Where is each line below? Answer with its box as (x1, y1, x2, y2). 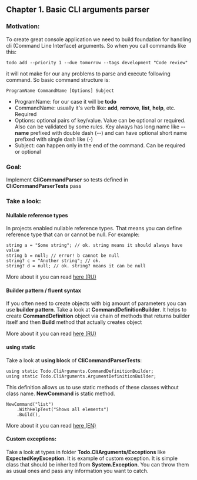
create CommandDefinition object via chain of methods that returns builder (6, 312, 190, 320)
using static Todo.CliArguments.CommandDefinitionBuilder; (6, 368, 154, 374)
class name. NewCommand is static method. (6, 390, 116, 397)
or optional (14, 148, 41, 155)
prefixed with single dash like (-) (14, 135, 93, 143)
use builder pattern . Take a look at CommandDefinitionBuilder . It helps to (6, 306, 187, 313)
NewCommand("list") (6, 401, 54, 407)
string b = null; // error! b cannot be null (6, 253, 119, 259)
